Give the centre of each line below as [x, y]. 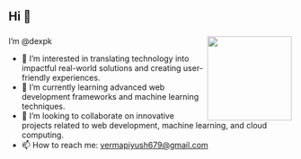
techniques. [43, 106]
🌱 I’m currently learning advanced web [93, 87]
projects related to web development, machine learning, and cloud [144, 126]
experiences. [76, 78]
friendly [36, 78]
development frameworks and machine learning [110, 97]
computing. [43, 135]
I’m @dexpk [31, 41]
